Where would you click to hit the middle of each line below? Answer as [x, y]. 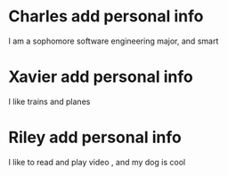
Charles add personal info [106, 16]
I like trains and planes [49, 101]
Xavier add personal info [101, 77]
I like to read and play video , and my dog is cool [97, 162]
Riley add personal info [95, 137]
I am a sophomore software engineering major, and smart [114, 41]
